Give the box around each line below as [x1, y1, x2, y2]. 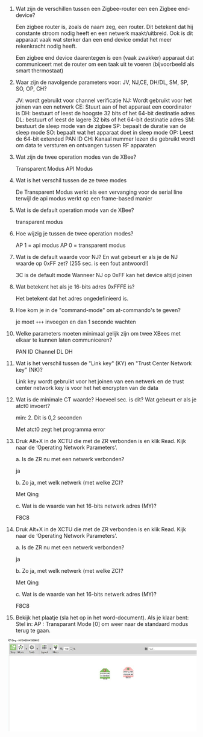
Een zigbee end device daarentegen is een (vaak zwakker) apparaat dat [15, 54, 195, 61]
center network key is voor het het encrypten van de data [15, 384, 158, 391]
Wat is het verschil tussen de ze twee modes [15, 177, 127, 183]
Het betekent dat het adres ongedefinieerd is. [15, 295, 129, 302]
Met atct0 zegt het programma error [15, 426, 105, 433]
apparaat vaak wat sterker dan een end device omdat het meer [15, 36, 172, 43]
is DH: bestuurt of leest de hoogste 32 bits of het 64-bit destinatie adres [15, 110, 195, 116]
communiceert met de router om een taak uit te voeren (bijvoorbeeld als [15, 60, 195, 68]
